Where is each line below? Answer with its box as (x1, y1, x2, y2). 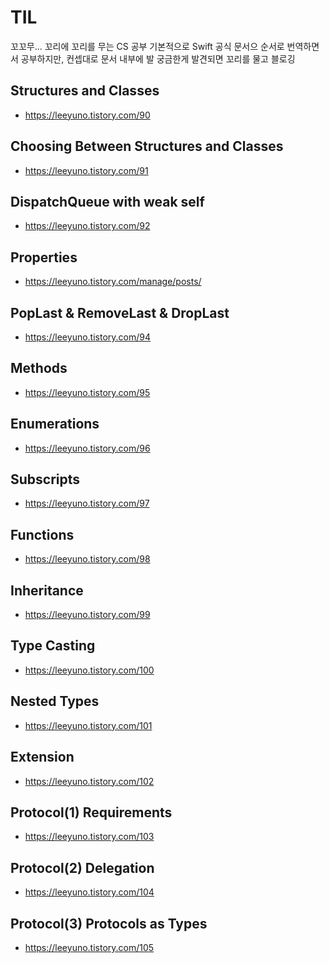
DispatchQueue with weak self (10, 193, 205, 210)
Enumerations (10, 416, 100, 433)
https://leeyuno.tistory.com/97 (24, 497, 150, 510)
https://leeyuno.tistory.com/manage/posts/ (24, 276, 202, 288)
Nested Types (10, 693, 100, 710)
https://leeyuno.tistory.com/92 (24, 220, 151, 232)
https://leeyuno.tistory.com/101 (24, 719, 153, 731)
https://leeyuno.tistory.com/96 (24, 442, 151, 454)
